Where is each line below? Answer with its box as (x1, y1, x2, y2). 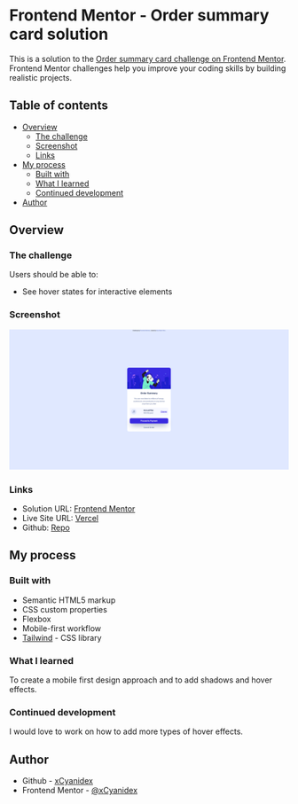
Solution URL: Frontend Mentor (21, 503, 136, 514)
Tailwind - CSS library (21, 632, 102, 643)
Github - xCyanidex (21, 776, 93, 786)
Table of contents (9, 98, 108, 113)
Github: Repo (21, 522, 71, 533)
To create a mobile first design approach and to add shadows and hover (9, 675, 273, 685)
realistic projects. (9, 72, 73, 82)
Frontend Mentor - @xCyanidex (21, 785, 138, 796)
